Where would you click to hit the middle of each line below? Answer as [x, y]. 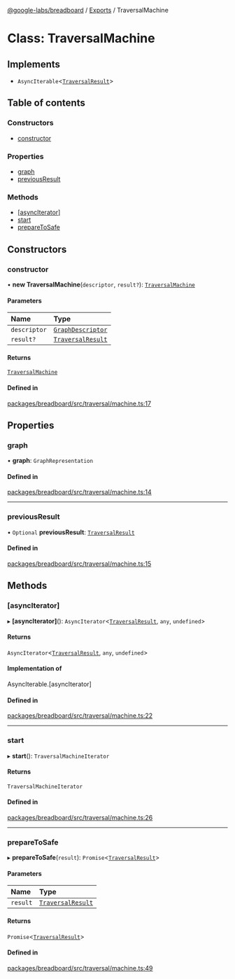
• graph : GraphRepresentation [50, 461]
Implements [34, 64]
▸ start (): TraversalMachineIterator [58, 756]
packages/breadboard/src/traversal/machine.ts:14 [79, 492]
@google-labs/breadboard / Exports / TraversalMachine [88, 10]
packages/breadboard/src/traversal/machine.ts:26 [80, 817]
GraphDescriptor [80, 330]
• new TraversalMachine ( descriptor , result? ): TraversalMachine [101, 284]
